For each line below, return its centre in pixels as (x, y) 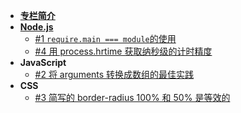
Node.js (36, 27)
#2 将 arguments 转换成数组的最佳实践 (114, 74)
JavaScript (43, 62)
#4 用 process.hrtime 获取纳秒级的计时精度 (123, 51)
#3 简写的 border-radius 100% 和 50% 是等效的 (132, 97)
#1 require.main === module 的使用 (105, 38)
